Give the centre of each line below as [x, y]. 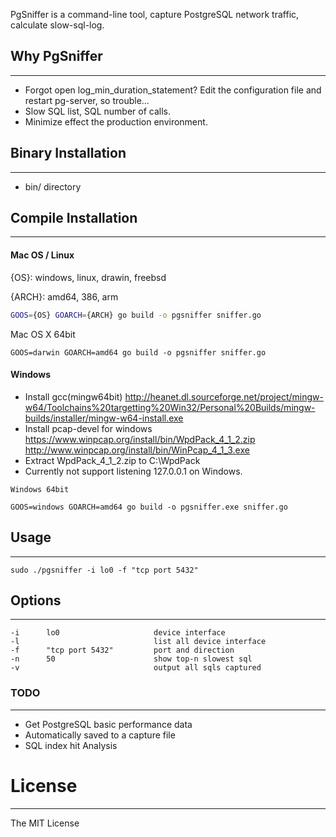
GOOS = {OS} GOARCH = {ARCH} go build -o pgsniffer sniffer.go [136, 315]
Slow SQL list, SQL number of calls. [97, 111]
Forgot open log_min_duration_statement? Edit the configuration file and [173, 90]
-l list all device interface [138, 642]
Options [36, 600]
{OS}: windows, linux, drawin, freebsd [88, 277]
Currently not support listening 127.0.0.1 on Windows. [133, 471]
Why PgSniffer [56, 56]
